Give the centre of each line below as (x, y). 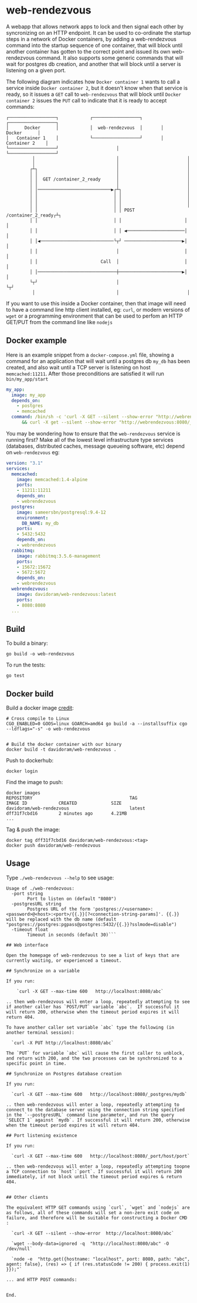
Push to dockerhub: (30, 760)
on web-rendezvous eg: (33, 452)
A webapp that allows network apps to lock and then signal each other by (95, 26)
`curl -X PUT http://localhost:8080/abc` (63, 1043)
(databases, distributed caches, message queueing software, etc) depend (95, 446)
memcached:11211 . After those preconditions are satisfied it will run (85, 374)
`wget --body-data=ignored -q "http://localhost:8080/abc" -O (90, 1244)
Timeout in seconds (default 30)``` (72, 935)
